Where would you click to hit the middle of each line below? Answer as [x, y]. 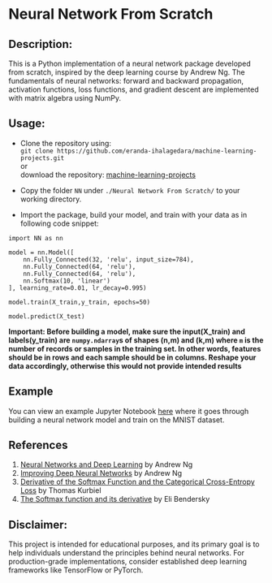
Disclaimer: [38, 525]
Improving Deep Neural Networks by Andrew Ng [101, 473]
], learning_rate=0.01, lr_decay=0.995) [78, 288]
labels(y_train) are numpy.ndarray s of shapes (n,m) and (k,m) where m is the [136, 340]
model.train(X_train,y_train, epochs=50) [80, 302]
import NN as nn [36, 238]
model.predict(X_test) [47, 316]
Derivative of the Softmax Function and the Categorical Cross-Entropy [138, 482]
